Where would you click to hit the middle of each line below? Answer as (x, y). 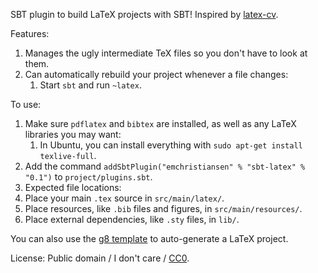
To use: (26, 104)
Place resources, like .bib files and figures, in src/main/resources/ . (163, 208)
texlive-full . (68, 155)
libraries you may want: (73, 134)
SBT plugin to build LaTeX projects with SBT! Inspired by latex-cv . (144, 14)
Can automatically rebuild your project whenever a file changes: (156, 74)
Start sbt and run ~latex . (90, 85)
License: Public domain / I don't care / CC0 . (100, 258)
